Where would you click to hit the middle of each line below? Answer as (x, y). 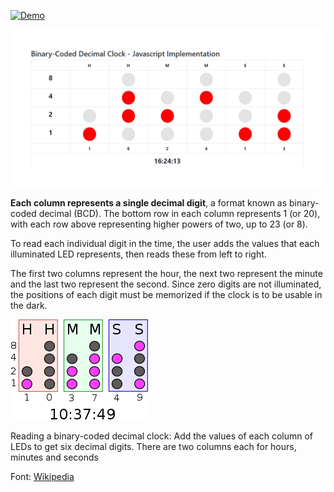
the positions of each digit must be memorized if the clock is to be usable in (166, 294)
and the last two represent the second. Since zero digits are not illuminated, (166, 284)
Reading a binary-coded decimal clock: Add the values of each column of (162, 436)
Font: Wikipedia (42, 476)
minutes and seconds (54, 457)
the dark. (29, 305)
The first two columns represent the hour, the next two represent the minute (166, 273)
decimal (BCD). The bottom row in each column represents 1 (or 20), (179, 213)
